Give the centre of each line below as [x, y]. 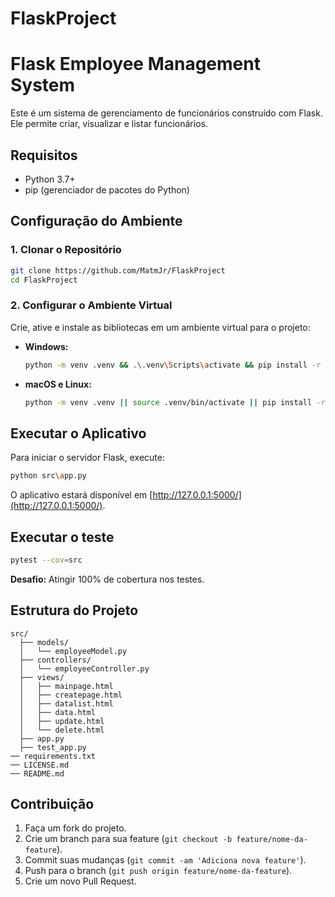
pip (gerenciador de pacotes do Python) [107, 189]
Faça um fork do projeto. [75, 828]
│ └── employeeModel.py [73, 651]
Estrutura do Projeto [74, 610]
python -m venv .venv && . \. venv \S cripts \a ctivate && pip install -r [173, 365]
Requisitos [44, 155]
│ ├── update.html [62, 721]
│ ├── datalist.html [66, 703]
